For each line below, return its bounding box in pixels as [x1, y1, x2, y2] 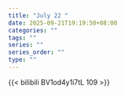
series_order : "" [8, 48, 65, 56]
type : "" [8, 56, 37, 64]
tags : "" [8, 33, 37, 42]
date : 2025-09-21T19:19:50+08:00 [8, 19, 118, 27]
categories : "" [8, 26, 58, 34]
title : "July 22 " [8, 11, 68, 20]
